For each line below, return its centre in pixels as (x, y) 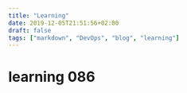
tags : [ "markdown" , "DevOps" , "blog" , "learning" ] (94, 38)
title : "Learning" (39, 15)
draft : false (30, 30)
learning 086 (52, 77)
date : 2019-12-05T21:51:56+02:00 (64, 23)
